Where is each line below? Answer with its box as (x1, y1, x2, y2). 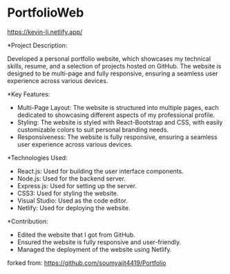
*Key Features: (7, 90, 50, 98)
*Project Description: (7, 41, 68, 49)
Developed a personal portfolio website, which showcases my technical (7, 54, 211, 63)
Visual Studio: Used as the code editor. (17, 196, 128, 205)
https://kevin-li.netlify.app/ (7, 28, 83, 36)
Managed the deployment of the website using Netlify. (17, 245, 172, 253)
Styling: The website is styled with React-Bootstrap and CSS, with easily (17, 118, 223, 126)
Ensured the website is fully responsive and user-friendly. (17, 237, 182, 246)
